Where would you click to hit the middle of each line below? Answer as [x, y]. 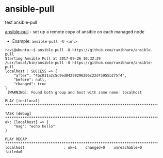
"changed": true [30, 84]
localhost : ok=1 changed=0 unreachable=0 [73, 147]
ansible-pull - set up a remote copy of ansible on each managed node [75, 32]
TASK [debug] [18, 113]
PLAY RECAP [16, 139]
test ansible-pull [21, 22]
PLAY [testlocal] [23, 101]
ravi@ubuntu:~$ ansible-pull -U [38, 50]
